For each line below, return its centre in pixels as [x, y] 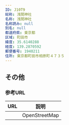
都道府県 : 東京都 [20, 33]
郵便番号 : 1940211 [23, 51]
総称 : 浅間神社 [18, 14]
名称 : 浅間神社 [18, 19]
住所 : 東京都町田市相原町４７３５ [35, 56]
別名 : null [16, 28]
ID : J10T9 [15, 10]
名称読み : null [19, 24]
